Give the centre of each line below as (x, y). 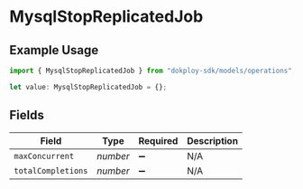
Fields (27, 115)
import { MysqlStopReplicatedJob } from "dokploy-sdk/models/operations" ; (153, 71)
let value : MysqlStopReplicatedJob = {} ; (88, 87)
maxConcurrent (44, 156)
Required (158, 140)
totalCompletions (51, 170)
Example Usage (54, 50)
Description (212, 140)
